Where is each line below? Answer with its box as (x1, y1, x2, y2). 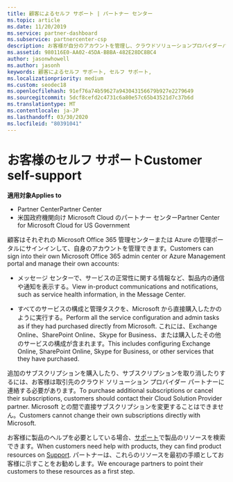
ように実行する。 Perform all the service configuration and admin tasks (17, 314, 220, 322)
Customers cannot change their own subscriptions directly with (19, 411, 201, 419)
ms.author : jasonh (7, 62, 60, 69)
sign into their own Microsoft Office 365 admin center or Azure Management (7, 252, 226, 261)
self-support (7, 168, 82, 183)
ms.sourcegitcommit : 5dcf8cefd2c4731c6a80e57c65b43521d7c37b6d (7, 95, 194, 102)
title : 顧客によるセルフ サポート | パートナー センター (7, 10, 153, 17)
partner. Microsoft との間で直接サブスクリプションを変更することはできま (7, 403, 218, 411)
